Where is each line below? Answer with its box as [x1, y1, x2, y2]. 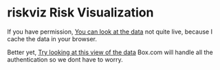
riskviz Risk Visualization [7, 5, 154, 21]
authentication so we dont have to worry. [7, 55, 124, 63]
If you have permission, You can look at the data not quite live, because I [7, 27, 213, 36]
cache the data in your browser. [7, 34, 98, 43]
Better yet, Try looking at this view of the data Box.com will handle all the [7, 48, 213, 56]
